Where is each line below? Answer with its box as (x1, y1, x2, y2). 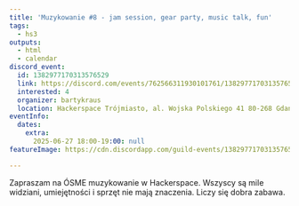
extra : (25, 129, 50, 138)
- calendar (17, 54, 58, 63)
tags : (9, 21, 29, 30)
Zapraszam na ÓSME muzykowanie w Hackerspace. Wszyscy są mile (9, 177, 264, 187)
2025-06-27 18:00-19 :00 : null (32, 137, 145, 146)
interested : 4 (17, 87, 69, 96)
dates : (17, 121, 42, 130)
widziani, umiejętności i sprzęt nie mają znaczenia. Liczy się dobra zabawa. (9, 186, 286, 197)
